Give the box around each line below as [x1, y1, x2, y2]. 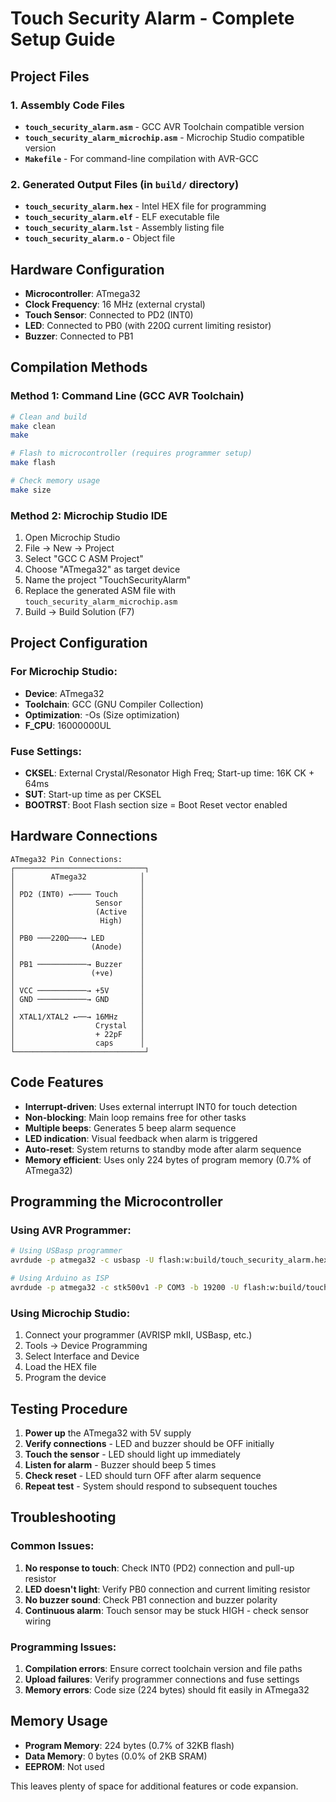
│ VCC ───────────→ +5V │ [10, 985, 145, 996]
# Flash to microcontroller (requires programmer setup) [10, 448, 253, 459]
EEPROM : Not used [24, 1760, 105, 1772]
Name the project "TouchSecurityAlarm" [24, 574, 192, 586]
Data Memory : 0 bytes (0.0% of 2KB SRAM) [24, 1750, 208, 1762]
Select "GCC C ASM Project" [24, 553, 144, 565]
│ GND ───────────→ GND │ [10, 994, 145, 1004]
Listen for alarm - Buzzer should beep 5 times [24, 1459, 217, 1471]
